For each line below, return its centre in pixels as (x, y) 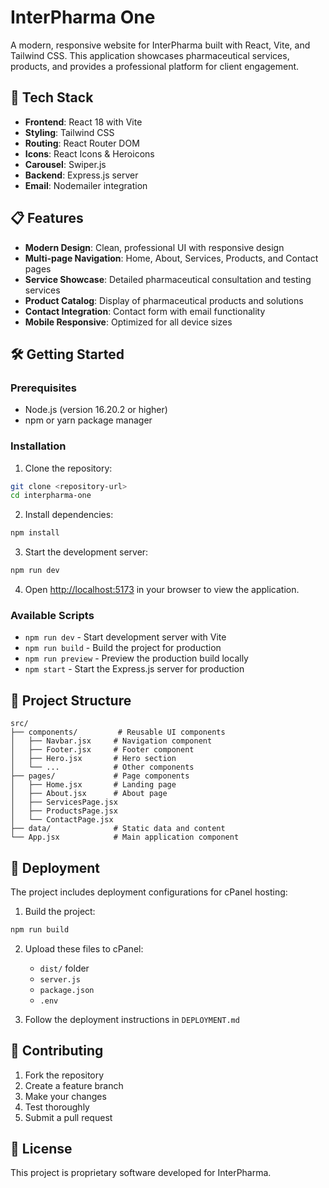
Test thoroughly (57, 1107)
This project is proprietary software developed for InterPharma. (141, 1173)
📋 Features (47, 218)
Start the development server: (86, 552)
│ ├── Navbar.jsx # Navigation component (111, 741)
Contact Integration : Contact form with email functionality (145, 311)
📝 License (41, 1149)
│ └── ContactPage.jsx (62, 820)
